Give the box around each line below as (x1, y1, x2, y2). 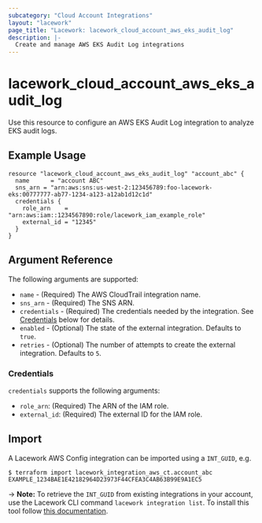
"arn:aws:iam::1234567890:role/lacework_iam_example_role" (8, 211, 206, 219)
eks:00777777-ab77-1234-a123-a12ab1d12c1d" (8, 190, 153, 198)
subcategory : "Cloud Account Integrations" (8, 11, 153, 20)
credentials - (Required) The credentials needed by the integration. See (19, 306, 254, 316)
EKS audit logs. (8, 126, 57, 136)
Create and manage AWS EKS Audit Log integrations (15, 41, 185, 49)
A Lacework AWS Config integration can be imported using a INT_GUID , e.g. (8, 453, 252, 462)
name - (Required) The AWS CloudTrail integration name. (19, 290, 201, 299)
